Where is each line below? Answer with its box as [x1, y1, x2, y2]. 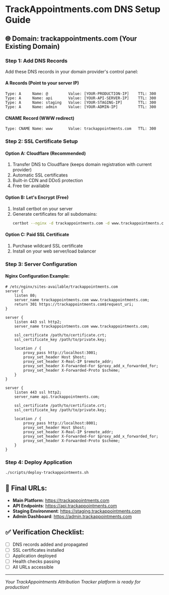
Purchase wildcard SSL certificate [12, 242, 83, 248]
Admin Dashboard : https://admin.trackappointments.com [12, 513, 132, 519]
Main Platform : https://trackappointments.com [12, 497, 110, 503]
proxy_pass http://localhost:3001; [23, 350, 98, 355]
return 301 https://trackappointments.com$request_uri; [14, 302, 134, 307]
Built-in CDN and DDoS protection [12, 178, 83, 184]
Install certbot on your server [12, 205, 73, 212]
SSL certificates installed [12, 547, 64, 553]
